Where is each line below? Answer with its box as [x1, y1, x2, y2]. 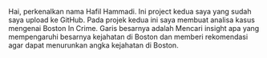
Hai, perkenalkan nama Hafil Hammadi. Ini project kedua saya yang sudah [8, 7, 252, 16]
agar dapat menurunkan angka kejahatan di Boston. [8, 41, 179, 50]
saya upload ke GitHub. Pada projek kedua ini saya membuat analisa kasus [8, 15, 255, 25]
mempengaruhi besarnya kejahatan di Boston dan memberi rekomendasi [8, 32, 249, 41]
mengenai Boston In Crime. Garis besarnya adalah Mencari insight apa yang [8, 24, 260, 33]
